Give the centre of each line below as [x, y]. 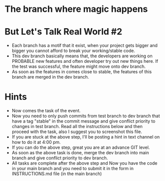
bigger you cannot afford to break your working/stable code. [73, 51]
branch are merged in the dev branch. [50, 77]
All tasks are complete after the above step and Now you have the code [84, 163]
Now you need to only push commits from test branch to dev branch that [86, 116]
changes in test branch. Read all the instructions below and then [77, 127]
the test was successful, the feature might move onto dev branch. [79, 67]
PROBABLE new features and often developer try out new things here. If [85, 61]
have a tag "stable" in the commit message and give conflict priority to [83, 121]
